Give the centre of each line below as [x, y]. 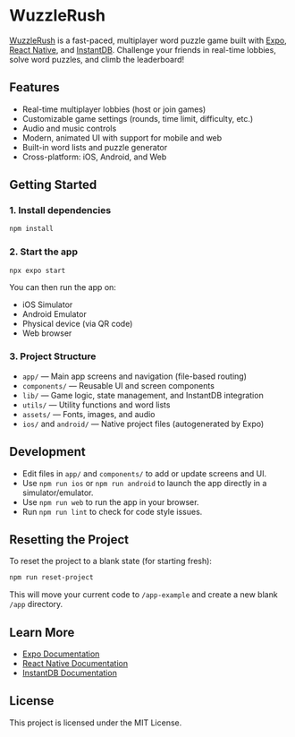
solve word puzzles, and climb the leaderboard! [97, 59]
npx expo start [38, 270]
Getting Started [53, 185]
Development [48, 452]
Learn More [42, 632]
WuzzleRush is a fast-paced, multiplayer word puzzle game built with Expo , [148, 40]
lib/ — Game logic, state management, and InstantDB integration [143, 395]
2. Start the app [44, 252]
